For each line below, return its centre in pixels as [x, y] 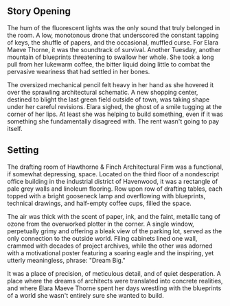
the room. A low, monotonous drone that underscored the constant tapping [113, 35]
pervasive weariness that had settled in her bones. [79, 71]
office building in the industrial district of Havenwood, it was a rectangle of [113, 181]
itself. [15, 128]
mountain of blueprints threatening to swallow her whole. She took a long [111, 57]
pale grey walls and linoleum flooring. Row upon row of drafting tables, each [115, 189]
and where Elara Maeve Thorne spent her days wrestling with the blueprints [114, 288]
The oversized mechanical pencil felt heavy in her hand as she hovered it [111, 84]
